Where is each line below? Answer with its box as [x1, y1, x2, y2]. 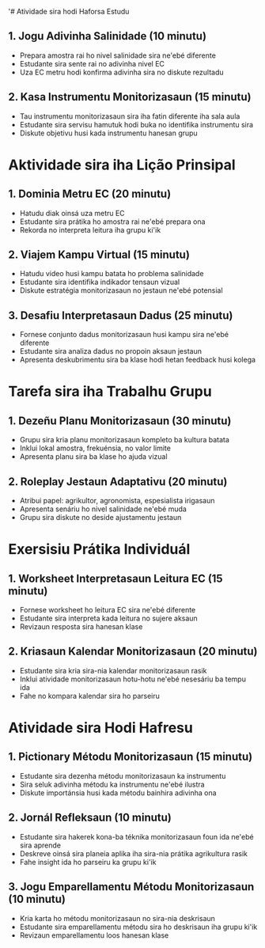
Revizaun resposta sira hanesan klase [19, 622, 143, 631]
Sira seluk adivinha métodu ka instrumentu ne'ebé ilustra [19, 779, 205, 789]
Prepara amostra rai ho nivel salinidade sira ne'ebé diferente [19, 51, 216, 60]
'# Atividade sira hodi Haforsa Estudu [8, 7, 130, 16]
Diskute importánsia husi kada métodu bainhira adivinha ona [19, 787, 217, 798]
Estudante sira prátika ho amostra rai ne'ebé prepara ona [19, 217, 206, 226]
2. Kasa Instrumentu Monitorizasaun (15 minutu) [8, 90, 252, 104]
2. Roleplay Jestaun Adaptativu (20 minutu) [8, 475, 228, 488]
